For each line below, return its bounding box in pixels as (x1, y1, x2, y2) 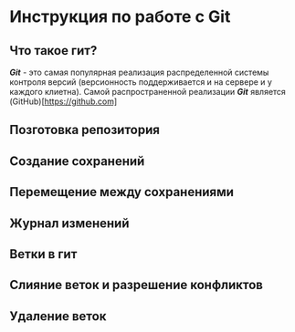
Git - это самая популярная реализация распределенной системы (9, 67, 269, 78)
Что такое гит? (9, 43, 98, 58)
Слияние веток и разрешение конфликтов (9, 277, 263, 293)
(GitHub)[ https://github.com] (9, 96, 118, 107)
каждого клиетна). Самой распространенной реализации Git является (9, 87, 286, 97)
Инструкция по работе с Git (9, 6, 231, 27)
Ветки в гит (9, 246, 78, 262)
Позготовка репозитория (9, 122, 160, 138)
